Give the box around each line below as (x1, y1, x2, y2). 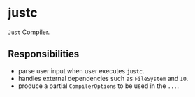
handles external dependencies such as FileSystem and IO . (17, 74, 189, 82)
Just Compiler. (8, 28, 50, 36)
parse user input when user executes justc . (17, 66, 145, 75)
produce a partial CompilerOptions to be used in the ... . (17, 82, 179, 90)
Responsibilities (8, 48, 80, 60)
